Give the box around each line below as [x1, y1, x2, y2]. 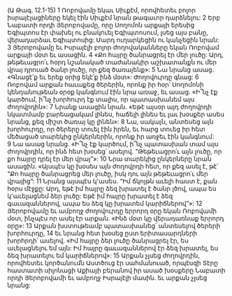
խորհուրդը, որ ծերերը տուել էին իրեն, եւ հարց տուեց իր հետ [7, 125, 205, 133]
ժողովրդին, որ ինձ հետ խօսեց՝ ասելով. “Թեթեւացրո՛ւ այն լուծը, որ [7, 147, 222, 155]
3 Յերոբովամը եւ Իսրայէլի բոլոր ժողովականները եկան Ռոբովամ [7, 43, 219, 51]
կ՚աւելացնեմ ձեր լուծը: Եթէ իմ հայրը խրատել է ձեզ [7, 192, 173, 200]
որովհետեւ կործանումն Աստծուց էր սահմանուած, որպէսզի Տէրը [7, 259, 219, 267]
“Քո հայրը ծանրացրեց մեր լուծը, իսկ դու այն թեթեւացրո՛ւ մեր [7, 169, 208, 178]
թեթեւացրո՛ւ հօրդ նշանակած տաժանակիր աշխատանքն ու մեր [7, 58, 217, 66]
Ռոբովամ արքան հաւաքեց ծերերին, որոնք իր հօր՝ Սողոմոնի [7, 80, 204, 88]
